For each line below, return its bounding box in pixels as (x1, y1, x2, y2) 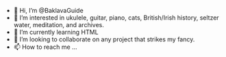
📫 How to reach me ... (13, 43, 77, 51)
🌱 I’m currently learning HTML (13, 28, 99, 36)
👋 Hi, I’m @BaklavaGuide (13, 7, 84, 14)
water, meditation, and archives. (13, 21, 104, 28)
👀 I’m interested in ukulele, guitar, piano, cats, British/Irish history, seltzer (13, 14, 219, 22)
